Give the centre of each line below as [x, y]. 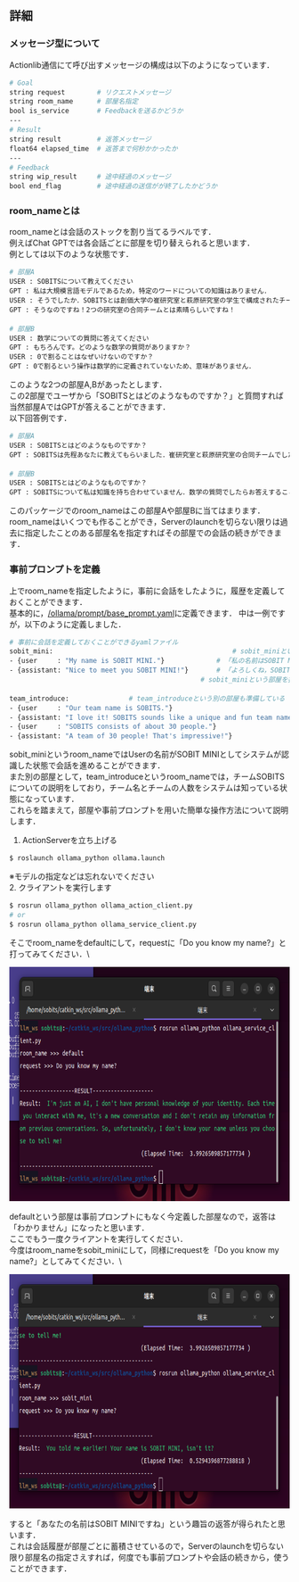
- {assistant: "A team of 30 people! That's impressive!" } [121, 736]
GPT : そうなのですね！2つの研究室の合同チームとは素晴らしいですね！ [122, 310]
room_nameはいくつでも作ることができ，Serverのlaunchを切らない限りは [145, 522]
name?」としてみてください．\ [65, 1261]
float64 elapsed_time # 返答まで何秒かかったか [93, 149]
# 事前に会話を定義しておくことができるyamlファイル [94, 642]
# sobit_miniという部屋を [244, 680]
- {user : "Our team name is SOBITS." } [91, 708]
